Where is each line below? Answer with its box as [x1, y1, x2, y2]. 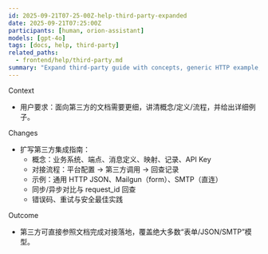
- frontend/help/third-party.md [15, 57, 124, 65]
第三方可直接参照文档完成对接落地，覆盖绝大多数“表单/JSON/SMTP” [19, 227, 246, 236]
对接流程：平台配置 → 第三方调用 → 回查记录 [31, 165, 179, 174]
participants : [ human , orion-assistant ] [8, 26, 145, 34]
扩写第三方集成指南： [19, 145, 90, 154]
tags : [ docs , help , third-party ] [8, 42, 120, 50]
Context [8, 85, 34, 95]
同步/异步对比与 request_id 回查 [31, 185, 136, 194]
